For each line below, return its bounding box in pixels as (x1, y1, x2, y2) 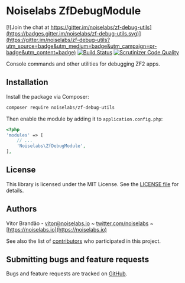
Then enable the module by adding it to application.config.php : (6, 115, 163, 122)
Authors (6, 204, 37, 214)
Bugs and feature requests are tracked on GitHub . (6, 270, 128, 277)
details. (6, 187, 24, 194)
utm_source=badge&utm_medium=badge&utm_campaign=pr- (6, 43, 157, 50)
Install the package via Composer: (6, 93, 90, 100)
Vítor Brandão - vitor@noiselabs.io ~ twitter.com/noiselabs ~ (6, 220, 154, 227)
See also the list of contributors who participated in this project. (6, 238, 161, 245)
